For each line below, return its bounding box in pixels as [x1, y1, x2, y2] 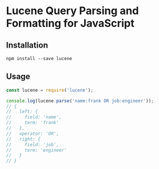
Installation [6, 40, 48, 50]
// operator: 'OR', [6, 131, 59, 137]
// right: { [6, 136, 41, 142]
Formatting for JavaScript [6, 16, 135, 30]
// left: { [6, 109, 38, 115]
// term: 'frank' [6, 120, 59, 126]
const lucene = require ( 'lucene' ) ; [6, 87, 94, 93]
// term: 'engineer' [6, 147, 67, 153]
